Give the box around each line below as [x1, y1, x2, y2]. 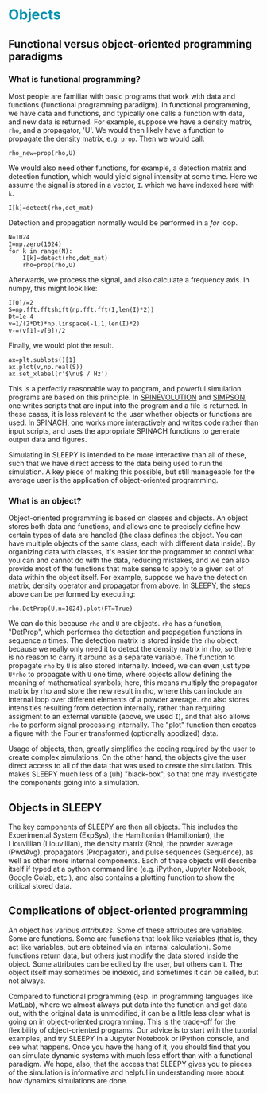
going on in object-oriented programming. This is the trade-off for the [8, 1017, 236, 1026]
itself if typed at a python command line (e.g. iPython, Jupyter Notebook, [8, 864, 247, 873]
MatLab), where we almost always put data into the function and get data [8, 1000, 248, 1009]
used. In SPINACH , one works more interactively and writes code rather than [8, 418, 259, 427]
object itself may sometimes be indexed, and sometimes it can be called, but [8, 967, 259, 977]
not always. [8, 976, 46, 986]
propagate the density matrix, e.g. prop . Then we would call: [8, 134, 205, 143]
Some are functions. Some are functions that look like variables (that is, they [8, 933, 258, 943]
